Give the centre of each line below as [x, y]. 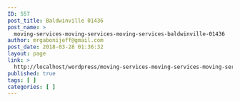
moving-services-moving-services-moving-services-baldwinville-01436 [119, 34]
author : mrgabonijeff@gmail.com [55, 41]
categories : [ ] [31, 87]
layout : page [27, 54]
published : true [31, 73]
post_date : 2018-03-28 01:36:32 [55, 47]
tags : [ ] [22, 80]
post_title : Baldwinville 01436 [55, 21]
